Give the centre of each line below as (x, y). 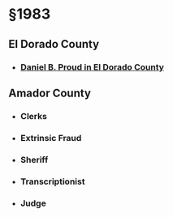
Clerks (33, 116)
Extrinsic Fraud (51, 138)
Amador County (50, 93)
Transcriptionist (52, 181)
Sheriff (34, 160)
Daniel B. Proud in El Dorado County (92, 67)
